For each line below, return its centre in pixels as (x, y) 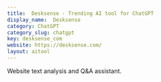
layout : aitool (29, 52)
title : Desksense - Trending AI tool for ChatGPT (80, 13)
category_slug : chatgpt (41, 32)
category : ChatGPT (33, 26)
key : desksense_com (35, 39)
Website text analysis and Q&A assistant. (64, 71)
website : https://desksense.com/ (55, 45)
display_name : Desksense (44, 20)
